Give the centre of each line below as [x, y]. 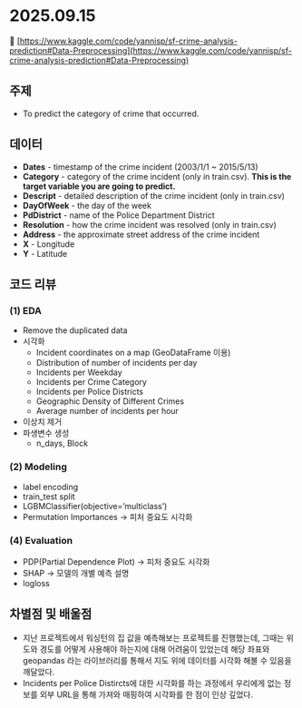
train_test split [49, 497]
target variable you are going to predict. [99, 186]
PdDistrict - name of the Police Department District [118, 215]
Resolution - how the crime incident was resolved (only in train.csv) [149, 224]
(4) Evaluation [41, 541]
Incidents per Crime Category [92, 382]
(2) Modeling [39, 467]
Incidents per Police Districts [89, 392]
